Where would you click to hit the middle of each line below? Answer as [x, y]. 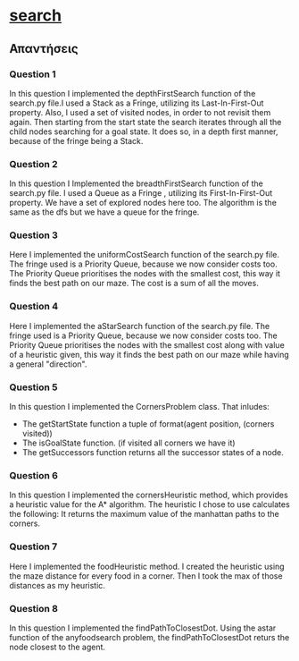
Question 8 [33, 608]
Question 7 [33, 547]
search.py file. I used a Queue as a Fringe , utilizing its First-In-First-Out [141, 193]
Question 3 [33, 235]
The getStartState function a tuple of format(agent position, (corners [148, 424]
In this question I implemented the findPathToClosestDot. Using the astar [143, 628]
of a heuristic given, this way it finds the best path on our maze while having [149, 354]
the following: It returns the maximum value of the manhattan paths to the [144, 514]
